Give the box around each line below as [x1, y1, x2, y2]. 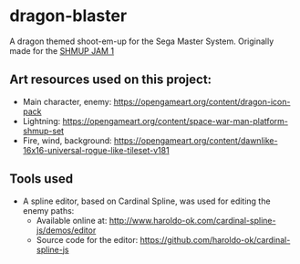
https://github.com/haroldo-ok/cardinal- [140, 234, 291, 245]
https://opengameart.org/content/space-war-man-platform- [62, 115, 289, 126]
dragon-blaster [9, 5, 128, 26]
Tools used [9, 171, 74, 187]
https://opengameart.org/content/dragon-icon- [113, 96, 291, 107]
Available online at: [36, 215, 108, 226]
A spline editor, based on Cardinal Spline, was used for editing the [22, 195, 271, 206]
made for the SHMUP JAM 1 [9, 45, 115, 56]
